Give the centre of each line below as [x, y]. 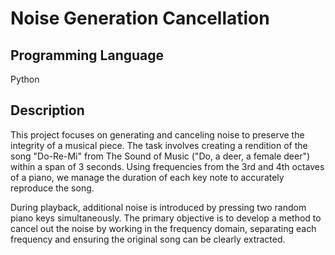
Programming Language [87, 55]
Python [25, 79]
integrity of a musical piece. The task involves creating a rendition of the [159, 145]
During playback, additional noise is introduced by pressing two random [158, 207]
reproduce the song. [52, 188]
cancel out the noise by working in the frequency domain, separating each [163, 228]
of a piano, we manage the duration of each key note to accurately [147, 177]
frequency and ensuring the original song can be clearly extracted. [148, 239]
